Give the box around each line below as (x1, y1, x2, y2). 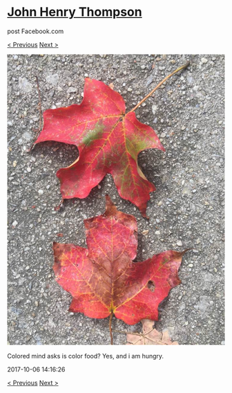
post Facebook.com (7, 27, 64, 35)
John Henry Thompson (7, 4, 143, 20)
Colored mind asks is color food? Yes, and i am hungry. (7, 351, 164, 360)
